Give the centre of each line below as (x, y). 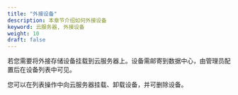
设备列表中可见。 (51, 70)
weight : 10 (23, 33)
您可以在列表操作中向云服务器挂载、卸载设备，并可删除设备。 (97, 84)
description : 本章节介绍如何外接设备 (57, 20)
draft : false (27, 40)
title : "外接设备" (33, 14)
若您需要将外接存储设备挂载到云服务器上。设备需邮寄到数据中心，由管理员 (116, 61)
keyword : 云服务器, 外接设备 (46, 27)
